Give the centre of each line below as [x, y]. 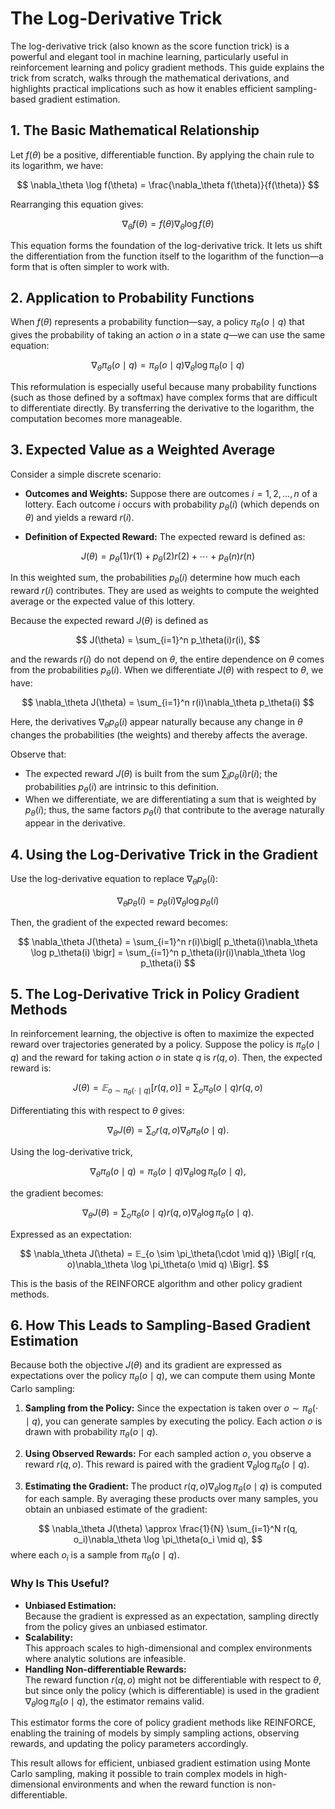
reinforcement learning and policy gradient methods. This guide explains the [167, 67]
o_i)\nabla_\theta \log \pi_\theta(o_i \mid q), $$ [168, 1539]
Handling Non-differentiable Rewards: [105, 1669]
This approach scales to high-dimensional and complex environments [168, 1648]
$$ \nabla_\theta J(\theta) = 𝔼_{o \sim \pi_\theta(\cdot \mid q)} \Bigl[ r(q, [168, 1253]
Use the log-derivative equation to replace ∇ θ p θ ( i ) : [114, 879]
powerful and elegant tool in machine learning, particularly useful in [149, 56]
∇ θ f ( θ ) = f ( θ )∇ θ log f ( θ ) [168, 224]
